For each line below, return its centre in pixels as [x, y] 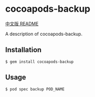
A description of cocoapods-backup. [44, 34]
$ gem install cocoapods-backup [39, 62]
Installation [23, 50]
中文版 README [22, 23]
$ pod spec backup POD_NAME [35, 89]
